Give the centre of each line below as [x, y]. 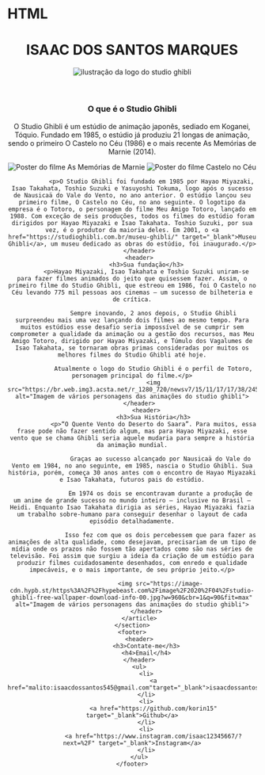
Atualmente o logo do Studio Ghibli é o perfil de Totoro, [153, 368]
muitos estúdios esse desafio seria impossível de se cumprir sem [132, 327]
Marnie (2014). [132, 151]
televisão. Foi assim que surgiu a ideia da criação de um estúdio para [132, 555]
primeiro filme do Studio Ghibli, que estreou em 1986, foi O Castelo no [132, 285]
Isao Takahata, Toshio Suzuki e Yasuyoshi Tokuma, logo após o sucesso [132, 188]
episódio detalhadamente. [132, 521]
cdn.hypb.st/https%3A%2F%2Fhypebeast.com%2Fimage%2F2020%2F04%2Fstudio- [132, 590]
